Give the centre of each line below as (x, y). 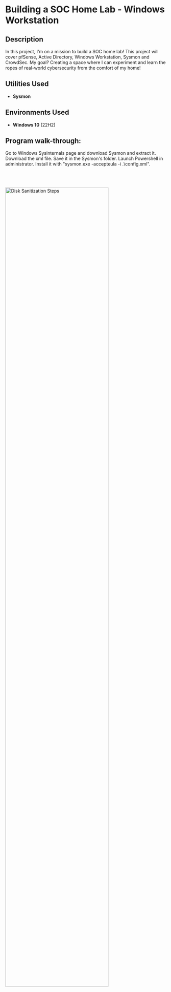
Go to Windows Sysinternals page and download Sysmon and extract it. (81, 153)
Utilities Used (27, 84)
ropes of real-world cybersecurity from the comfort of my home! (73, 68)
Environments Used (37, 112)
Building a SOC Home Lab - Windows (85, 9)
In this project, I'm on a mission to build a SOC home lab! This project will (82, 51)
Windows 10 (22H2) (34, 125)
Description (24, 39)
